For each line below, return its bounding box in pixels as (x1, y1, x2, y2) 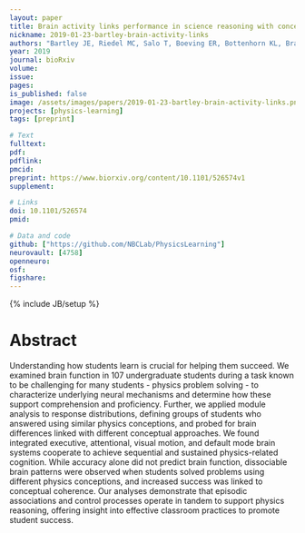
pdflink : (9, 156, 43, 165)
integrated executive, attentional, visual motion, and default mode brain (9, 438, 276, 449)
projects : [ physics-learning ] (9, 106, 124, 115)
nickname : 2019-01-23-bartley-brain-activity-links (9, 30, 209, 39)
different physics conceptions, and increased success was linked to (9, 476, 263, 487)
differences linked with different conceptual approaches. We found (9, 428, 260, 439)
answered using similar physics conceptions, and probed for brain (9, 419, 257, 429)
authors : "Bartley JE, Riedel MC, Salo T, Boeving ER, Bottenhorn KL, (9, 38, 282, 48)
